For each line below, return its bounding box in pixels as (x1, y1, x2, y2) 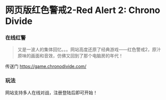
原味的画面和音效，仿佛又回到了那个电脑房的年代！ (17, 53, 123, 59)
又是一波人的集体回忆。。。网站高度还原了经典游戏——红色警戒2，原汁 (17, 46, 161, 52)
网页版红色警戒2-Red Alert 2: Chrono (5, 4, 160, 16)
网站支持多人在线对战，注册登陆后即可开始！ (5, 89, 98, 95)
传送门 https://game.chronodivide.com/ (5, 63, 87, 69)
